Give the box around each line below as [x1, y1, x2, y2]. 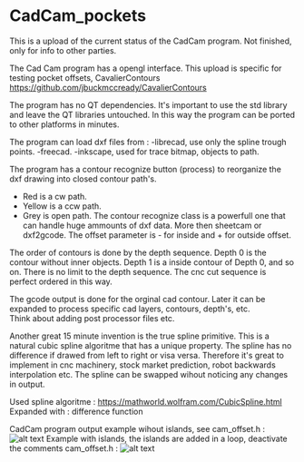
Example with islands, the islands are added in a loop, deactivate [45, 433, 288, 444]
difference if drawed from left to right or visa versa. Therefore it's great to [9, 349, 284, 360]
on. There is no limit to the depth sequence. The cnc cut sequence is [9, 266, 267, 277]
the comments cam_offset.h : [9, 442, 119, 454]
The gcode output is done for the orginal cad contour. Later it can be [9, 293, 266, 304]
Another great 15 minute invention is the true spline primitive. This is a [9, 330, 270, 341]
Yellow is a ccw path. [22, 201, 102, 211]
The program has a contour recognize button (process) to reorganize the [9, 163, 281, 174]
